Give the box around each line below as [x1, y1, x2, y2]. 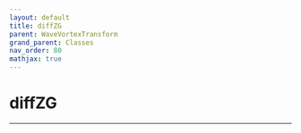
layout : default [9, 12, 70, 22]
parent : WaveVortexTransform [9, 29, 118, 38]
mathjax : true [9, 54, 63, 63]
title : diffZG [9, 21, 63, 30]
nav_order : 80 [9, 46, 63, 55]
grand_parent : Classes [9, 37, 94, 47]
